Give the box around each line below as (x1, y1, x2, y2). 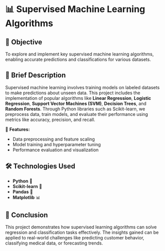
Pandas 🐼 (12, 189, 33, 195)
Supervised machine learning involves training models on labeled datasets (5, 84, 160, 90)
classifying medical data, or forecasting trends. (5, 240, 103, 246)
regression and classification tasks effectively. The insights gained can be (5, 229, 159, 235)
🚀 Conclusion (5, 211, 48, 219)
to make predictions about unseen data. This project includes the (5, 90, 140, 96)
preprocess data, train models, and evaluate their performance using (5, 111, 148, 117)
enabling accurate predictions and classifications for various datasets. (5, 56, 151, 62)
